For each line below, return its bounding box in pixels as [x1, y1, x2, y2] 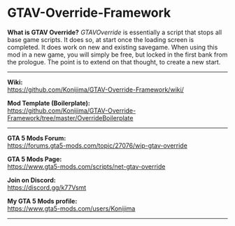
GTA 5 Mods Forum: [7, 134, 66, 142]
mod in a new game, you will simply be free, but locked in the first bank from [7, 50, 228, 59]
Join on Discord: [7, 176, 56, 184]
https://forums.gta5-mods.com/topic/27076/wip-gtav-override [7, 141, 187, 150]
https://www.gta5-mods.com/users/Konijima [7, 204, 136, 213]
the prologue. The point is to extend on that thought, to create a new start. [7, 57, 221, 66]
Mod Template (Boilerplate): [7, 99, 91, 107]
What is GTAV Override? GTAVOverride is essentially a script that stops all [7, 28, 222, 36]
